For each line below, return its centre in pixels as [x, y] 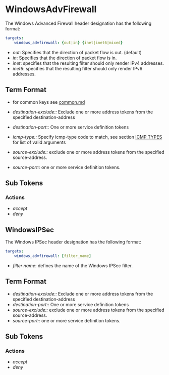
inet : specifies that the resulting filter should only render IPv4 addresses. [88, 63]
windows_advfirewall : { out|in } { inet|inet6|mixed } [69, 43]
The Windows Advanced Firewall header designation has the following [78, 23]
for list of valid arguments [39, 142]
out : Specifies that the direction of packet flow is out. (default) [77, 52]
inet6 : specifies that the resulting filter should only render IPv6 [77, 68]
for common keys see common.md [49, 102]
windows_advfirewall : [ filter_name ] [53, 256]
